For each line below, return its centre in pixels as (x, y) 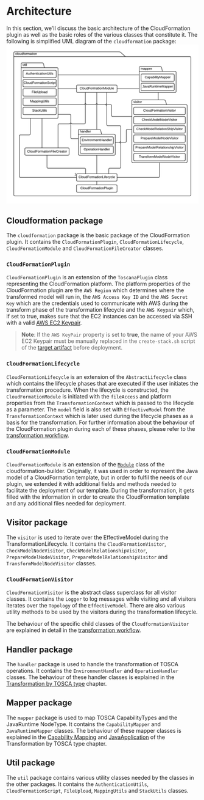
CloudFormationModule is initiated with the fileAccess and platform (89, 396)
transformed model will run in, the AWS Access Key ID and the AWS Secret (97, 297)
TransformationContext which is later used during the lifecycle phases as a (100, 416)
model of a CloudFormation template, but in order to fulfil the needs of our (99, 477)
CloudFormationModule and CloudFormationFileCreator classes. (85, 248)
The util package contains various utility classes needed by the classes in (100, 777)
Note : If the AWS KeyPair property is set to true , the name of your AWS (109, 335)
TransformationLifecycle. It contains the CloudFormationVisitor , (86, 544)
